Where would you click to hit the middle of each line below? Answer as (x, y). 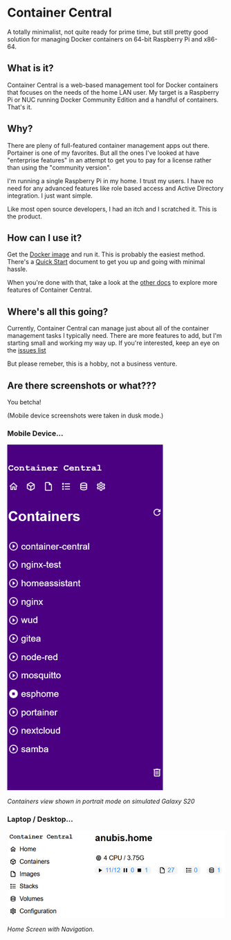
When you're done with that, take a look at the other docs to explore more (112, 283)
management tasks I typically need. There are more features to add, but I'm (115, 336)
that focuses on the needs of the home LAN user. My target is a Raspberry (113, 92)
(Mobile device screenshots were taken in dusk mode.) (85, 415)
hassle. (17, 269)
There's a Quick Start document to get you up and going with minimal (106, 262)
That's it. (20, 107)
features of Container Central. (50, 290)
